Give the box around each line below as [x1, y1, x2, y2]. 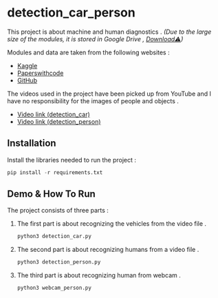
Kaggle [17, 61, 38, 70]
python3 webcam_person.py [17, 284, 91, 292]
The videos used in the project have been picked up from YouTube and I [7, 89, 212, 98]
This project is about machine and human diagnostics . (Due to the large [7, 28, 212, 36]
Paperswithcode [17, 69, 64, 77]
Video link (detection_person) [17, 117, 101, 125]
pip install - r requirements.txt [7, 169, 103, 176]
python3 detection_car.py [17, 233, 91, 240]
